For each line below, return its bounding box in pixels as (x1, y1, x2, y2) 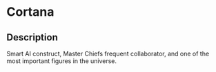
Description (6, 32, 58, 43)
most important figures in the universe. (6, 57, 117, 65)
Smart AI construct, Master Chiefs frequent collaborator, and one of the (6, 49, 210, 58)
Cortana (6, 4, 55, 20)
